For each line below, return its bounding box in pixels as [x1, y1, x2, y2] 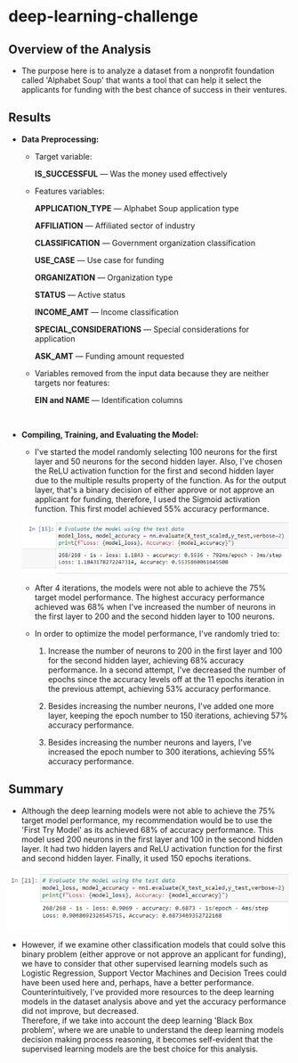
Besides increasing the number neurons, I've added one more [47, 700, 275, 711]
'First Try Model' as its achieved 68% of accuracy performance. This [20, 824, 274, 835]
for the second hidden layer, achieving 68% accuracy [47, 655, 245, 665]
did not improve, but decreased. [20, 1005, 140, 1016]
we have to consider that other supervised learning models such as [20, 958, 269, 968]
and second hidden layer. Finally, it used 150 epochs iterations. [20, 853, 252, 863]
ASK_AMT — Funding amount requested [34, 350, 184, 361]
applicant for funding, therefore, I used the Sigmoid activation [34, 493, 261, 505]
